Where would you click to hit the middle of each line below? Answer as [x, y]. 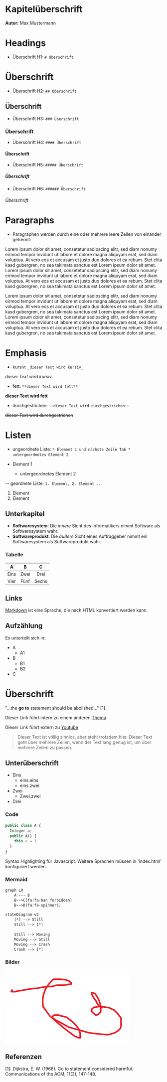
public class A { [23, 825]
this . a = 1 [25, 841]
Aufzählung [24, 626]
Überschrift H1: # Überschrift [43, 57]
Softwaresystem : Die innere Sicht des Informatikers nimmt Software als [86, 526]
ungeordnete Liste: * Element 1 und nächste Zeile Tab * [71, 449]
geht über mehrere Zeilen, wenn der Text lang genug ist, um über [84, 742]
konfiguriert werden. [26, 867]
